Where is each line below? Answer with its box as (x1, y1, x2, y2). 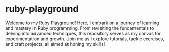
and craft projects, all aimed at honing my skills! (5, 41, 105, 47)
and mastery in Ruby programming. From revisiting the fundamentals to (5, 25, 154, 31)
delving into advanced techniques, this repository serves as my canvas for (5, 30, 161, 36)
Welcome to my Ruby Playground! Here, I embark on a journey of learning (5, 20, 159, 26)
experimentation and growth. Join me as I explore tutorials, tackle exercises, (5, 36, 165, 42)
